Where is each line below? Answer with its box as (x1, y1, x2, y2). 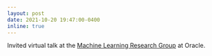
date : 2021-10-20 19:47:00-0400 (7, 16, 100, 23)
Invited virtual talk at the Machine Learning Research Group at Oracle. (7, 42, 206, 50)
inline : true (7, 23, 45, 29)
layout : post (7, 10, 45, 17)
